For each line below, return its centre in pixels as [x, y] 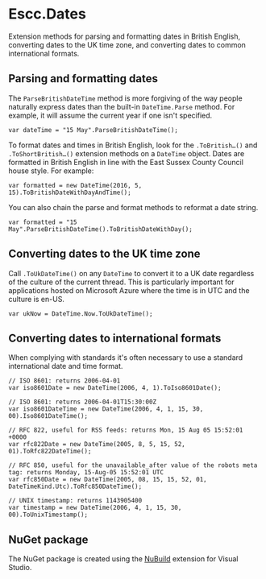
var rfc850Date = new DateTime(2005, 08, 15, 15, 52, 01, [108, 480]
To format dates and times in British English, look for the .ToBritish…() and [133, 145]
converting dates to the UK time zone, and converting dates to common [127, 44]
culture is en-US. [36, 299]
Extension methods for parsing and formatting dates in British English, [124, 36]
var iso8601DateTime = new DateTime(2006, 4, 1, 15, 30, [106, 409]
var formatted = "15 [43, 222]
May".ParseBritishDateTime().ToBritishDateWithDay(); [101, 229]
